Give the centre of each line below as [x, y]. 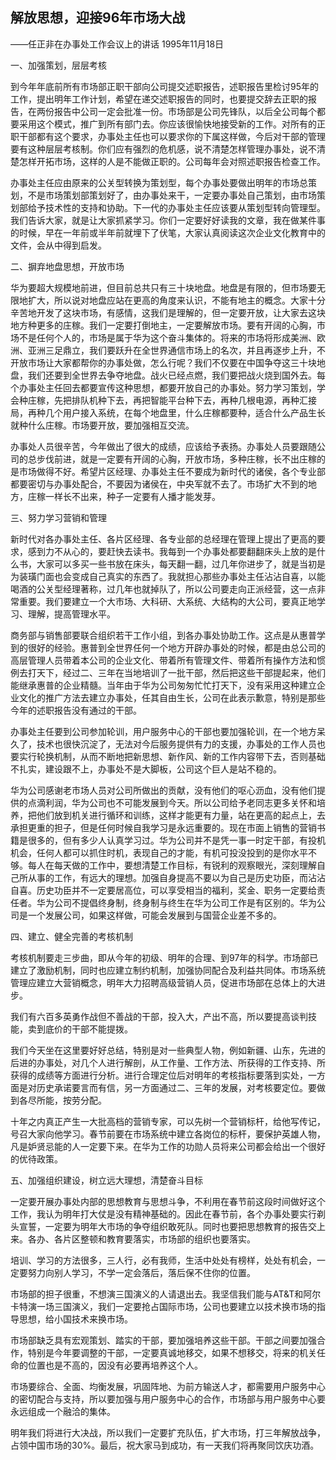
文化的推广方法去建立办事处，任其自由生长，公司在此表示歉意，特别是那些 [172, 697]
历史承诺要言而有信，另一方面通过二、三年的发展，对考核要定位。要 [176, 1087]
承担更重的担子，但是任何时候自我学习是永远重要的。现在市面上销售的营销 [163, 827]
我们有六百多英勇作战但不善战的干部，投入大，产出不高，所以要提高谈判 [159, 1016]
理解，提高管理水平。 [71, 614]
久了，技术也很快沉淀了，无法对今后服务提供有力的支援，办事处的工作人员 [163, 744]
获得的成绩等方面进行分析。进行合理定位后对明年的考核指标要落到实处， [159, 1075]
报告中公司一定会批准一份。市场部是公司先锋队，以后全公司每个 [185, 111]
